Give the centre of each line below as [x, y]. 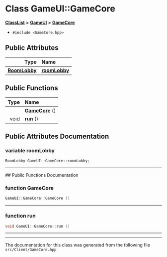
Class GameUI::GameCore [60, 9]
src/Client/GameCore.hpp [31, 250]
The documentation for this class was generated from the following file [78, 245]
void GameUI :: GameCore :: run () [38, 226]
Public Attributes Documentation [57, 136]
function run [21, 216]
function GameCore [29, 188]
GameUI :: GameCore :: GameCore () [38, 198]
